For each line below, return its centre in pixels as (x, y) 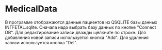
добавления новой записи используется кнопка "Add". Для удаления (77, 37)
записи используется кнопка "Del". (41, 42)
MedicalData (31, 9)
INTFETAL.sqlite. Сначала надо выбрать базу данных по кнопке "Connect (81, 27)
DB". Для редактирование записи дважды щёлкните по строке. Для (76, 32)
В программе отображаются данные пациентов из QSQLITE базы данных (81, 22)
